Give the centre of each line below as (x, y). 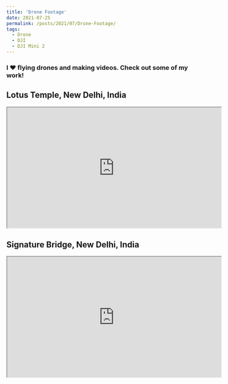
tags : (13, 29)
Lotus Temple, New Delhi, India (66, 95)
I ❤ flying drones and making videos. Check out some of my (97, 67)
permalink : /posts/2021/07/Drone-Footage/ (61, 23)
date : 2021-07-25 (28, 18)
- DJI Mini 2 (28, 47)
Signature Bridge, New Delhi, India (73, 245)
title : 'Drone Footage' (37, 12)
